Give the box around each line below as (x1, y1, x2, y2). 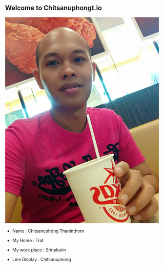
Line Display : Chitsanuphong (12, 256, 71, 262)
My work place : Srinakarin (12, 247, 66, 253)
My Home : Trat (12, 237, 44, 243)
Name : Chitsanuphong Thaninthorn (12, 228, 84, 234)
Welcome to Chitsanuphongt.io (5, 4, 102, 12)
